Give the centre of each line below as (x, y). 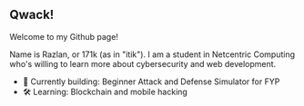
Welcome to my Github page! (64, 36)
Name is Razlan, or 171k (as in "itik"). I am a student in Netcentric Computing (152, 54)
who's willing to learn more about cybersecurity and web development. (143, 63)
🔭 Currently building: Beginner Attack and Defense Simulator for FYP (151, 82)
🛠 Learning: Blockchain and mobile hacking (105, 92)
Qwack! (32, 15)
